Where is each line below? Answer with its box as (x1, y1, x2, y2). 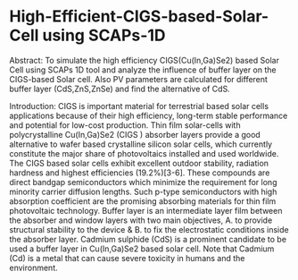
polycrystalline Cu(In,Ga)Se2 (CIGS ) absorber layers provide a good (9, 129, 261, 140)
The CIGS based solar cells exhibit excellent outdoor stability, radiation (9, 157, 269, 168)
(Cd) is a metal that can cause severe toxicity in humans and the (9, 252, 245, 263)
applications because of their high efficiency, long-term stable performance (9, 110, 288, 121)
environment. (9, 262, 58, 273)
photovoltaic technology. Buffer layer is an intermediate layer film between (9, 205, 283, 216)
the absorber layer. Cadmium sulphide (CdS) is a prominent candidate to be (9, 233, 287, 244)
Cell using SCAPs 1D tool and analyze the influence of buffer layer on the (9, 64, 277, 75)
